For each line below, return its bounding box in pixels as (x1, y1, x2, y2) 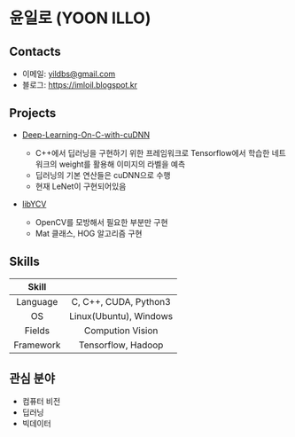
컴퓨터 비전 (21, 396, 61, 407)
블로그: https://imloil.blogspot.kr (21, 80, 138, 90)
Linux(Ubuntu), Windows (69, 309, 174, 322)
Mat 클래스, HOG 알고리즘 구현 (35, 228, 143, 238)
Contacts (9, 43, 62, 59)
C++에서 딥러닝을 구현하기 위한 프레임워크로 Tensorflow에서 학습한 (35, 147, 270, 158)
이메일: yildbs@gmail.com (21, 68, 116, 79)
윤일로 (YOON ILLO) (9, 8, 151, 28)
